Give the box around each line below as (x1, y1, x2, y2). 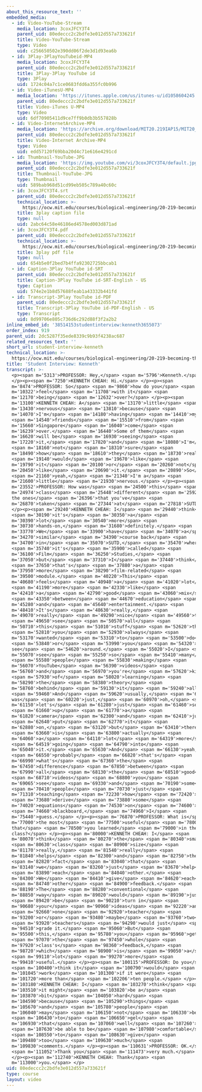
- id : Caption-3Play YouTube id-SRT (11, 266, 103, 272)
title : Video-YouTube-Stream (17, 37, 90, 43)
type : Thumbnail (17, 177, 58, 183)
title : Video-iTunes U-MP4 (17, 103, 85, 110)
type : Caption (17, 283, 52, 289)
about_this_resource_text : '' (6, 8, 82, 15)
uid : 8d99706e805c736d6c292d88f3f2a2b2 (17, 316, 117, 322)
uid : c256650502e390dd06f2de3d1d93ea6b (17, 48, 117, 54)
